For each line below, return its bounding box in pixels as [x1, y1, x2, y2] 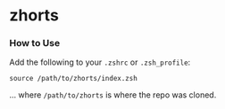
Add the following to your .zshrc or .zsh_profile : [9, 57, 191, 67]
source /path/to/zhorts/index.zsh [9, 74, 138, 83]
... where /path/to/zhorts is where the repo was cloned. [9, 90, 217, 100]
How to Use [9, 37, 61, 50]
